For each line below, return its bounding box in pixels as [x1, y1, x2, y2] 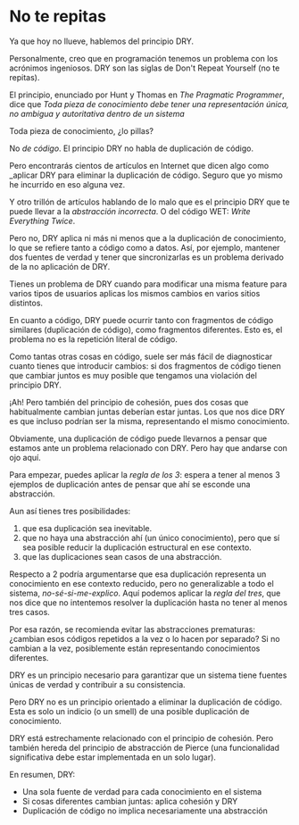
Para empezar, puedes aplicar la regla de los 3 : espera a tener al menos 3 [9, 469, 281, 479]
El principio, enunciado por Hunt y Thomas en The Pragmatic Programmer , [9, 89, 286, 100]
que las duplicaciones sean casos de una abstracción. [21, 551, 222, 562]
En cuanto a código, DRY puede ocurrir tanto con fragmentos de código [9, 314, 274, 325]
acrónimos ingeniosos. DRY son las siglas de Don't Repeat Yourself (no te [9, 62, 280, 73]
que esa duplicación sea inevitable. [21, 522, 153, 533]
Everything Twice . [9, 215, 76, 226]
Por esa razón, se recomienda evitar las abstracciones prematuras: [9, 623, 256, 635]
